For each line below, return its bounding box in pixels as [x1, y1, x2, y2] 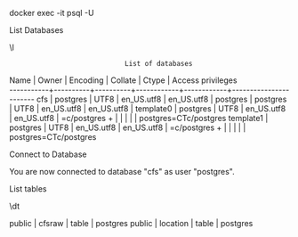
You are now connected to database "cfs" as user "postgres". [9, 167, 235, 176]
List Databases [9, 25, 64, 35]
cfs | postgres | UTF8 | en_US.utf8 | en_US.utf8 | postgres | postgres [36, 94, 287, 104]
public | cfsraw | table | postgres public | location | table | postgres [9, 218, 254, 228]
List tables [9, 184, 47, 194]
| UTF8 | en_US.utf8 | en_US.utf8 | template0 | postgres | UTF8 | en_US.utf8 [9, 103, 286, 114]
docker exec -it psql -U [9, 8, 95, 18]
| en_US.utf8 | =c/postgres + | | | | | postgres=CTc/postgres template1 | [9, 113, 269, 123]
